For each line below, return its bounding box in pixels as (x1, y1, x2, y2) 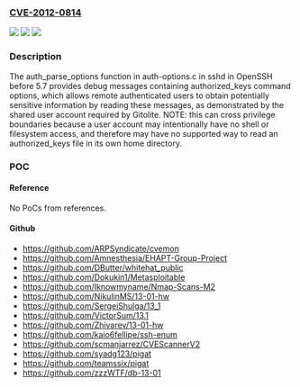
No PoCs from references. (9, 202, 106, 213)
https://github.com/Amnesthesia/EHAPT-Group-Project (22, 252, 228, 263)
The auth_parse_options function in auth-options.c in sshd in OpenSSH (9, 70, 273, 82)
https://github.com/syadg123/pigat (22, 348, 151, 359)
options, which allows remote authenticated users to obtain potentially (9, 90, 270, 101)
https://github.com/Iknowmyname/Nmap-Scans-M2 (22, 281, 216, 292)
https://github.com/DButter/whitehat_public (22, 262, 184, 273)
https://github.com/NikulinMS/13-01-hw (22, 291, 169, 301)
